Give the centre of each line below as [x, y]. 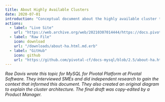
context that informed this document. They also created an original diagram [82, 84]
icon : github [27, 55]
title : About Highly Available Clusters [47, 10]
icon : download [29, 42]
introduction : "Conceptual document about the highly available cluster [81, 19]
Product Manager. [23, 95]
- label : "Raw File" [30, 37]
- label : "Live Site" [32, 28]
